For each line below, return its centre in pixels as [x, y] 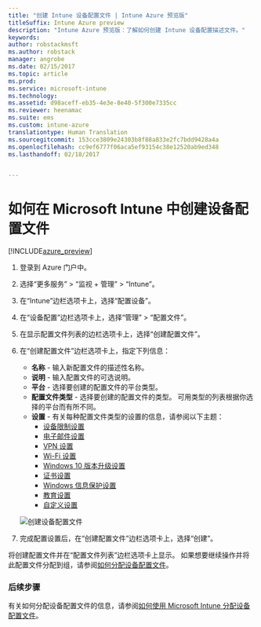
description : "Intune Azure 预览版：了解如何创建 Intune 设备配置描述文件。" [127, 30]
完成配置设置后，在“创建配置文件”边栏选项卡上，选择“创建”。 [118, 538]
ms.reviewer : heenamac [45, 111]
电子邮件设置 [63, 436]
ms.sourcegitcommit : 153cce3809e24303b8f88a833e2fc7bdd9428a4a [114, 139]
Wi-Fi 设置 [60, 456]
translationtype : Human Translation [68, 132]
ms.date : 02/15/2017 [42, 67]
